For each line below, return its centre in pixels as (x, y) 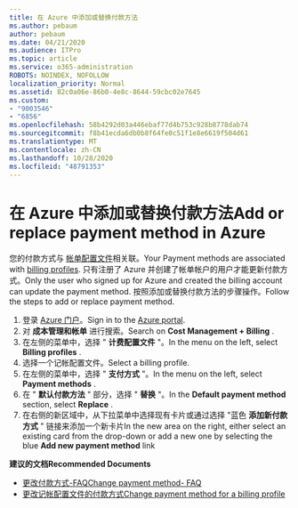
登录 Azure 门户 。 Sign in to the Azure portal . (104, 320)
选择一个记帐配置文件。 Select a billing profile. (105, 363)
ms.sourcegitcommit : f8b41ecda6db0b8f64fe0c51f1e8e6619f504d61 (129, 133)
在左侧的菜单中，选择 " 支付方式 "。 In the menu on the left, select (142, 374)
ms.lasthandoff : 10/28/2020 (61, 158)
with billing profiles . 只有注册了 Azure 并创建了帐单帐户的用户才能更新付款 (145, 270)
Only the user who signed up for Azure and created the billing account (154, 280)
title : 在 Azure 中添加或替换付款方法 (74, 17)
